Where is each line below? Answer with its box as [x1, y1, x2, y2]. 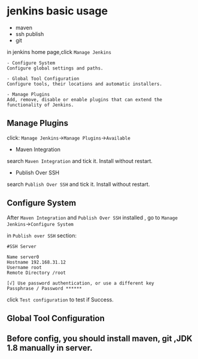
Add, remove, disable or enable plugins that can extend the [7, 96, 163, 102]
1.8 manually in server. [7, 343, 93, 353]
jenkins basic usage [7, 4, 108, 18]
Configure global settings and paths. [7, 65, 103, 71]
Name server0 [7, 254, 39, 260]
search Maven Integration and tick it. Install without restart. [7, 157, 153, 164]
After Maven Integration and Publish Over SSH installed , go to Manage [7, 214, 178, 221]
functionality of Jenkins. [7, 102, 74, 108]
